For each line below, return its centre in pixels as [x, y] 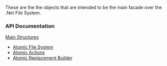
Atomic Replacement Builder [43, 58]
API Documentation [30, 26]
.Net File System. [23, 13]
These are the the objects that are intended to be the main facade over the [83, 7]
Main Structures [22, 37]
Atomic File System [33, 47]
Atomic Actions [29, 53]
